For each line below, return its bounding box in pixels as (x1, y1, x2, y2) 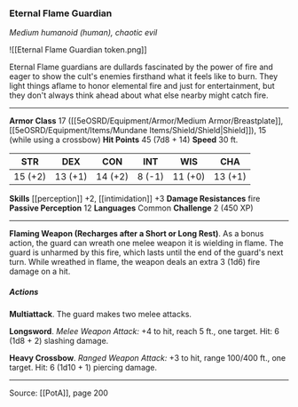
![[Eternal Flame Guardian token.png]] (9, 44, 148, 55)
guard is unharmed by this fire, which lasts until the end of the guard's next (9, 247, 284, 258)
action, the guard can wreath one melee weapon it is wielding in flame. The (9, 238, 284, 249)
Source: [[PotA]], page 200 (9, 387, 109, 398)
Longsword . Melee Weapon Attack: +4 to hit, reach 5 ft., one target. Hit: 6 (9, 326, 279, 337)
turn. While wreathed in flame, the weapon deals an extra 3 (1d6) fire (9, 257, 261, 267)
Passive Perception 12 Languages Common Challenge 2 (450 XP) (9, 203, 255, 213)
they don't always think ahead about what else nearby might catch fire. (9, 90, 269, 100)
